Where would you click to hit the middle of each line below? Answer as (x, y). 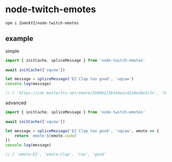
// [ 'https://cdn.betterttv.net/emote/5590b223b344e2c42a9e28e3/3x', (82, 93)
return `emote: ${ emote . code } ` (47, 136)
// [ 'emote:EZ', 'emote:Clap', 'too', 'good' (56, 154)
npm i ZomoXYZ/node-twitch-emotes (42, 23)
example (19, 39)
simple (12, 51)
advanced (16, 103)
